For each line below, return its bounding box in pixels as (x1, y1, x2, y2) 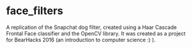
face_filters (6, 4, 64, 18)
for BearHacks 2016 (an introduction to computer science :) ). (6, 36, 156, 43)
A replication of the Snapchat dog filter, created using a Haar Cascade (6, 24, 177, 31)
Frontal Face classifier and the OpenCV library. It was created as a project (6, 30, 186, 37)
